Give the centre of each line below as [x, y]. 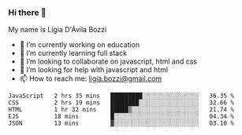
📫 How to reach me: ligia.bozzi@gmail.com [91, 78]
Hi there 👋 [28, 13]
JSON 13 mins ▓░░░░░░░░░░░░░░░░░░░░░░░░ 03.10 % [121, 124]
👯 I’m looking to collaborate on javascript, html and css [108, 61]
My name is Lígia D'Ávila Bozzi [58, 30]
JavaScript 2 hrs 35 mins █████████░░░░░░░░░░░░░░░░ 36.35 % [121, 96]
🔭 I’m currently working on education [80, 45]
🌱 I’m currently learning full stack [73, 53]
